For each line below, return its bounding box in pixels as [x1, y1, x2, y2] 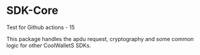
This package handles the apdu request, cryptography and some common [6, 35, 194, 42]
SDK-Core [6, 4, 58, 18]
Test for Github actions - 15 [6, 24, 75, 31]
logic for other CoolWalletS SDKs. [6, 42, 91, 49]
